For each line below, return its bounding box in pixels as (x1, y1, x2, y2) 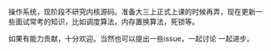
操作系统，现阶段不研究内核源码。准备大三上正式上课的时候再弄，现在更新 (8, 7, 256, 16)
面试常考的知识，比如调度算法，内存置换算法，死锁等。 (15, 17, 199, 26)
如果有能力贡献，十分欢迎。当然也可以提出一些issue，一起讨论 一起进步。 (8, 34, 254, 43)
